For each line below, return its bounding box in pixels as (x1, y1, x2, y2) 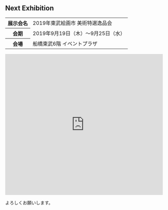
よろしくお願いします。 (5, 199, 53, 205)
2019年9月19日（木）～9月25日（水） (32, 30, 125, 37)
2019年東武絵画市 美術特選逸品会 (32, 20, 112, 27)
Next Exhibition (5, 4, 54, 13)
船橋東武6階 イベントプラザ (32, 40, 97, 47)
